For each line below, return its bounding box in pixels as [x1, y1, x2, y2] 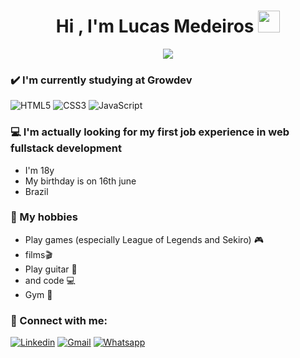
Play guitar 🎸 [24, 263, 78, 275]
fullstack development [10, 141, 122, 155]
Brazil [24, 185, 49, 197]
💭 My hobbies [10, 210, 78, 224]
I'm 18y [24, 164, 55, 176]
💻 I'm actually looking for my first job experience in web [10, 125, 290, 139]
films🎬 [24, 248, 53, 260]
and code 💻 [24, 274, 76, 286]
